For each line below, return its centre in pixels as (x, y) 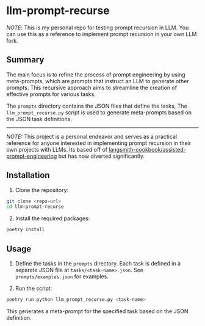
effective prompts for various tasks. (51, 94)
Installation (28, 175)
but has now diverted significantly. (102, 156)
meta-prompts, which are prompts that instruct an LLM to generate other (98, 81)
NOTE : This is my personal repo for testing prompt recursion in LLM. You (98, 28)
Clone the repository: (42, 190)
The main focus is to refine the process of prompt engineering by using (96, 75)
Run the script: (34, 288)
